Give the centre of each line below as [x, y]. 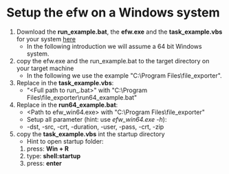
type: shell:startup [53, 155]
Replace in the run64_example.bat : [67, 105]
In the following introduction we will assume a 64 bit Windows [114, 46]
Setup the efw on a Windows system [113, 13]
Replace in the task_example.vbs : [65, 83]
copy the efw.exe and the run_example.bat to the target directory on [113, 61]
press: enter [44, 163]
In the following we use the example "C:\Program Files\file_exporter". [124, 75]
